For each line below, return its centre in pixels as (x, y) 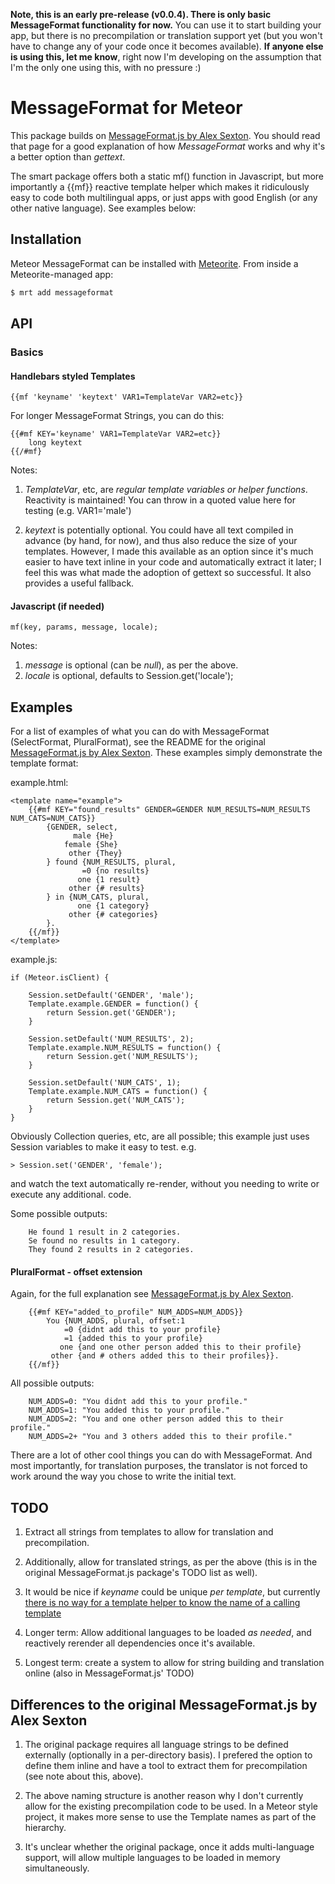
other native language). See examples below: (103, 208)
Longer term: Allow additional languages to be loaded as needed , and (168, 1633)
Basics (27, 352)
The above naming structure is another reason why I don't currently (164, 1795)
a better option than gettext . (68, 156)
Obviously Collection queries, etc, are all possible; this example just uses (160, 1136)
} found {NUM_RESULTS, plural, (111, 862)
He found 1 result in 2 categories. (105, 1232)
